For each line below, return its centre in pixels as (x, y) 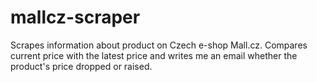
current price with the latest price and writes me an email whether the (154, 55)
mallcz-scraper (75, 17)
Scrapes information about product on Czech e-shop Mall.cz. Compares (159, 45)
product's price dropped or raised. (81, 66)
